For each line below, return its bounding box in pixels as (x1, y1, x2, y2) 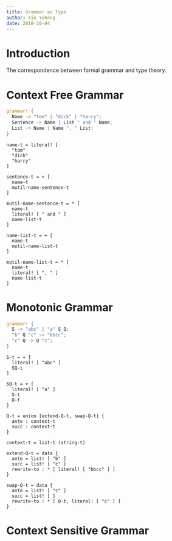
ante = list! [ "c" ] (12, 487, 67, 493)
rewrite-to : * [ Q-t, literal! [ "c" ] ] (12, 498, 121, 504)
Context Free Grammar (6, 88, 124, 102)
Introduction (6, 46, 71, 60)
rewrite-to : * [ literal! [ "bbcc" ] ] (12, 466, 115, 472)
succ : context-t (12, 423, 56, 430)
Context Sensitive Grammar (6, 524, 150, 538)
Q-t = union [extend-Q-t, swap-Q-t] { (6, 412, 105, 419)
